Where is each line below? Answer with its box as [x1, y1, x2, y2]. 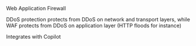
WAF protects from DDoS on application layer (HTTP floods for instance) [6, 22, 182, 29]
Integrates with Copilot [6, 33, 61, 40]
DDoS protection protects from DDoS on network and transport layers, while [6, 16, 191, 22]
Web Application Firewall [6, 5, 66, 11]
